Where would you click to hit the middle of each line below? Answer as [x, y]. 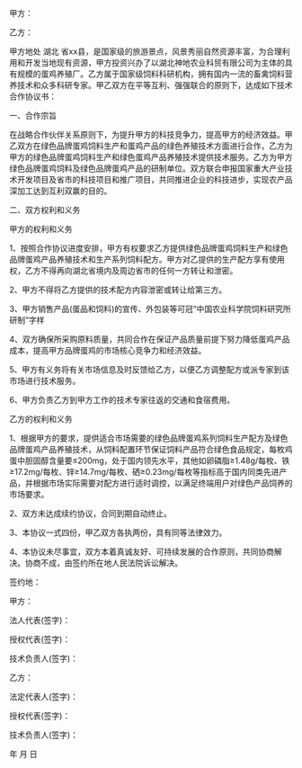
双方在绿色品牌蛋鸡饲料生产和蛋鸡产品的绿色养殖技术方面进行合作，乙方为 [155, 146]
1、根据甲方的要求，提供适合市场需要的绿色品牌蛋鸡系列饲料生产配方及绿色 [149, 438]
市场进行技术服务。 [45, 381]
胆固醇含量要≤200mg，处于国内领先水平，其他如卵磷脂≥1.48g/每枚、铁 [157, 460]
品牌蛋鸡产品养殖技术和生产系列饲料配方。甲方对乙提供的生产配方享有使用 [147, 259]
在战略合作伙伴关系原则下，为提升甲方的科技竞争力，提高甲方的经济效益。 [147, 134]
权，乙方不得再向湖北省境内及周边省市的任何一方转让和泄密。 [124, 271]
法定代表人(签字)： [44, 697]
